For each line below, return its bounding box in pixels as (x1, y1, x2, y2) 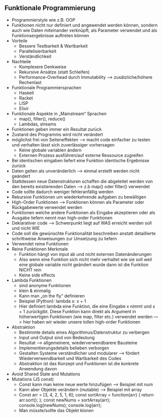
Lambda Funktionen (11, 277, 52, 283)
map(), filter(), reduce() (19, 116, 66, 122)
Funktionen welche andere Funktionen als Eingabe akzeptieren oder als (11, 209, 156, 215)
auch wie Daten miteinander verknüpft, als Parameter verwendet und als (11, 27, 157, 33)
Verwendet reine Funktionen (11, 241, 69, 246)
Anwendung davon (19, 366, 57, 371)
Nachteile (11, 58, 31, 64)
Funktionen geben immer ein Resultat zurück (11, 126, 102, 132)
